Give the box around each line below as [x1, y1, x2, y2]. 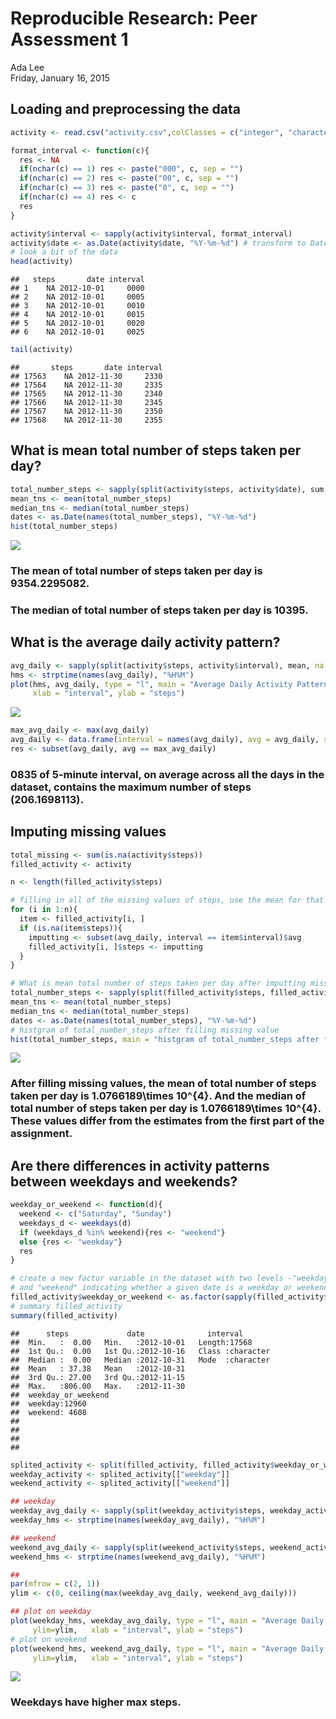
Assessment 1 [10, 28, 129, 51]
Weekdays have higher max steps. [10, 1695, 182, 1709]
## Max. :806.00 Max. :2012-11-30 [10, 1381, 186, 1391]
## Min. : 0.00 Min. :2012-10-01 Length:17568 [10, 1337, 253, 1347]
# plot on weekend [10, 1634, 87, 1644]
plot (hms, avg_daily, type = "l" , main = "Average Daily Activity [10, 679, 293, 689]
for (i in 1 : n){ [10, 905, 78, 915]
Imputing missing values [10, 823, 167, 841]
